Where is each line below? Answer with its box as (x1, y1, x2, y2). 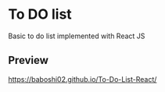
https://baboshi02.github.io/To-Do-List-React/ (8, 74, 157, 83)
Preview (8, 54, 49, 67)
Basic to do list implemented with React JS (8, 31, 145, 41)
